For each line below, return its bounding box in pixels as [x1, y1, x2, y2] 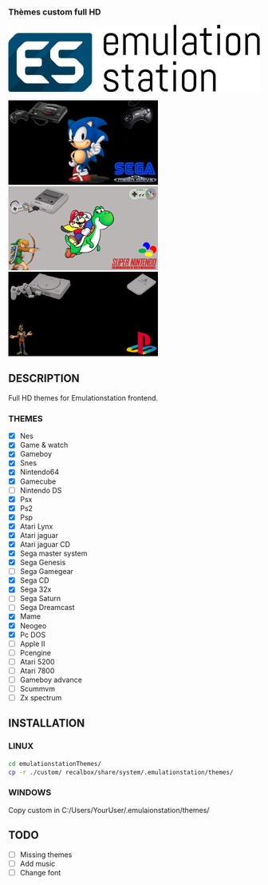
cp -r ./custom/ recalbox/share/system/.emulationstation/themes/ [8, 768, 234, 776]
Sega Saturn [19, 594, 61, 604]
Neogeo [19, 620, 47, 630]
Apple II [19, 639, 45, 648]
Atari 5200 [19, 656, 55, 666]
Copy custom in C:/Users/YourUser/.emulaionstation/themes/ [8, 805, 210, 815]
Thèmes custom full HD [8, 6, 101, 18]
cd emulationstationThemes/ [8, 759, 102, 767]
